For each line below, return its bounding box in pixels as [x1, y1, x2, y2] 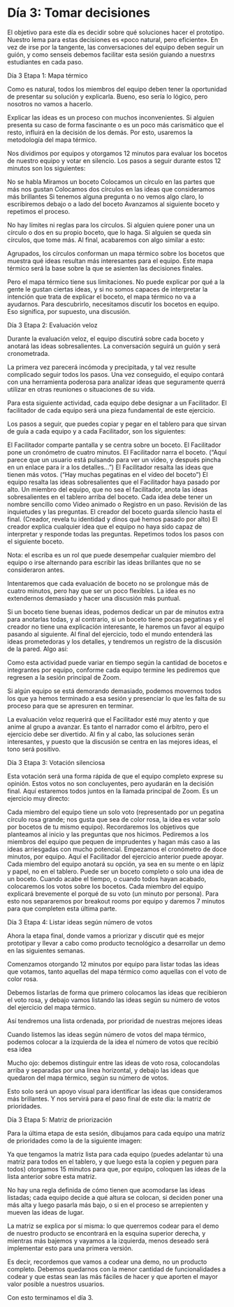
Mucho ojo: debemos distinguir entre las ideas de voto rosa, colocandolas [7, 1058, 220, 1067]
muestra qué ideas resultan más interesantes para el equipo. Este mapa [7, 257, 214, 265]
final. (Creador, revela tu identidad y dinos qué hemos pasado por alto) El [7, 515, 218, 523]
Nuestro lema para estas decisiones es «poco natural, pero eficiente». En [7, 35, 219, 43]
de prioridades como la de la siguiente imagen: [7, 1136, 142, 1145]
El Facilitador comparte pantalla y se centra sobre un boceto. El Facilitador [7, 441, 221, 449]
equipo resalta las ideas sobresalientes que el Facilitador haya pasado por [7, 478, 221, 486]
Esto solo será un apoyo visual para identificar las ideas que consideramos [7, 1087, 222, 1095]
